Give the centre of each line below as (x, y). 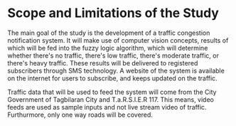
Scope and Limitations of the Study (113, 13)
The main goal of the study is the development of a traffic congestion (109, 33)
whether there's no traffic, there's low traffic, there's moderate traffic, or (113, 56)
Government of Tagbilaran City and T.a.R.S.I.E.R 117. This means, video (111, 99)
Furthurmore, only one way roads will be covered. (80, 115)
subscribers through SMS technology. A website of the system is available (116, 70)
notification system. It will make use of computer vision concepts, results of (118, 40)
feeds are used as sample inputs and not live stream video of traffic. (107, 107)
